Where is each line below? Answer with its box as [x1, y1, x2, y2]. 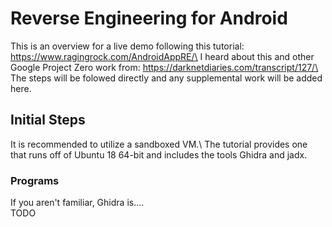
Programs [10, 173, 60, 187]
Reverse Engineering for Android [10, 7, 288, 30]
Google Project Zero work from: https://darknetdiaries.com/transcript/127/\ [10, 61, 319, 73]
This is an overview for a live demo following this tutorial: [10, 40, 245, 52]
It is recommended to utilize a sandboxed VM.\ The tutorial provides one [10, 138, 308, 150]
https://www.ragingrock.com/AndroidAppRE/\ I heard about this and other [10, 50, 315, 62]
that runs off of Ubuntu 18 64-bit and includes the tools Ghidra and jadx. [10, 148, 308, 161]
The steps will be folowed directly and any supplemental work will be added [10, 72, 323, 84]
